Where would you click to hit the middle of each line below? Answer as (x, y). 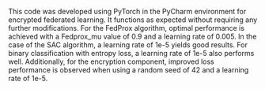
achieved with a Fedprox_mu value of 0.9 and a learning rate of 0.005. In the (132, 36)
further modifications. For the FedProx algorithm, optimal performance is (127, 28)
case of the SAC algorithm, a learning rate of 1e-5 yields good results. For (128, 45)
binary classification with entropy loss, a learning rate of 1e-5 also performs (131, 53)
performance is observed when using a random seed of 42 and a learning (129, 70)
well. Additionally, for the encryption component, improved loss (112, 61)
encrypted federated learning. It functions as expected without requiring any (133, 20)
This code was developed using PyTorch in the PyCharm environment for (127, 11)
